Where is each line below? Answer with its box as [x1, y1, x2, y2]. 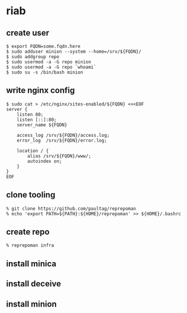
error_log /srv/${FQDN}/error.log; [17, 138, 108, 143]
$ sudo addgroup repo [6, 54, 60, 60]
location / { [17, 148, 49, 154]
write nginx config [6, 85, 75, 95]
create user [6, 28, 50, 38]
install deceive [6, 279, 61, 289]
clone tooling [6, 190, 56, 200]
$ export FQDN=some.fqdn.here [6, 43, 81, 49]
